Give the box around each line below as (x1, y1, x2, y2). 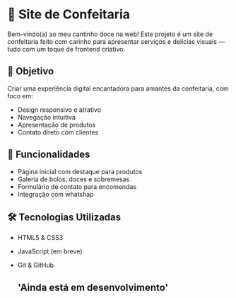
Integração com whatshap (17, 190, 94, 198)
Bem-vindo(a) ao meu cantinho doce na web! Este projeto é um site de (7, 30, 213, 38)
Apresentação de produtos (17, 120, 96, 129)
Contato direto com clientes (17, 127, 99, 137)
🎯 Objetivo (7, 65, 54, 77)
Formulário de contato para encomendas (17, 182, 136, 190)
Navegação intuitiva (17, 113, 76, 121)
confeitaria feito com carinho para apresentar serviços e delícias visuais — (7, 37, 225, 45)
